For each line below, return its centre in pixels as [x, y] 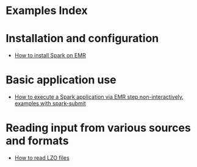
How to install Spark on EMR [50, 55]
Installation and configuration [82, 39]
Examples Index [47, 11]
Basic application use [61, 80]
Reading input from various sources [99, 128]
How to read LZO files [42, 158]
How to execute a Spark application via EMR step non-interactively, [99, 97]
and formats [37, 141]
